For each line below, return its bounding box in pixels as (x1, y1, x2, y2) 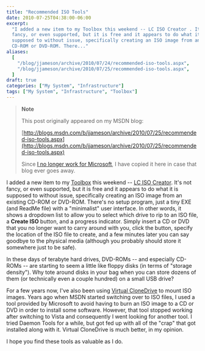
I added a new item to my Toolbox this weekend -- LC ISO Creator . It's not (6, 179, 192, 186)
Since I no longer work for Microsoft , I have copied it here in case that (21, 160, 197, 168)
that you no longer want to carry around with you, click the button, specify (6, 224, 193, 231)
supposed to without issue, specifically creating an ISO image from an (6, 191, 182, 199)
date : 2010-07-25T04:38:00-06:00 (6, 15, 92, 21)
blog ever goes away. (21, 166, 76, 174)
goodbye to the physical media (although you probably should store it (6, 237, 181, 245)
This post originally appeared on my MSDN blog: (21, 117, 144, 124)
